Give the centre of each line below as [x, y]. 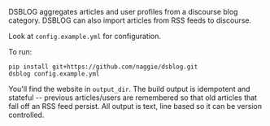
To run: [20, 52]
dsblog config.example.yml [54, 74]
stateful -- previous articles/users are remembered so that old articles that [133, 98]
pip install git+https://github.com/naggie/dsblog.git [103, 67]
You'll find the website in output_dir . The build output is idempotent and [129, 89]
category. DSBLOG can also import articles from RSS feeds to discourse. [130, 20]
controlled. [26, 115]
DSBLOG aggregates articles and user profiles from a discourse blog [123, 12]
